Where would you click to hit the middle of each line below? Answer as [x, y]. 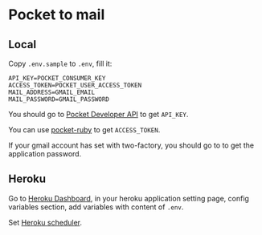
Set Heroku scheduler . [45, 222]
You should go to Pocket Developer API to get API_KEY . [98, 114]
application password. [45, 154]
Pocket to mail [57, 15]
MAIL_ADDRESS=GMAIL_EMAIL [51, 92]
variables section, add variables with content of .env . [96, 207]
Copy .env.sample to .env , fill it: [60, 63]
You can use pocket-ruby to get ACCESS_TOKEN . [84, 130]
